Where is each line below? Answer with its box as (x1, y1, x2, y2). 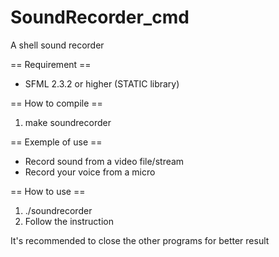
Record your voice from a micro (24, 166, 156, 178)
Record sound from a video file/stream (24, 155, 185, 167)
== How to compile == (10, 97, 103, 109)
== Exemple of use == (10, 136, 103, 148)
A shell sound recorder (10, 39, 105, 51)
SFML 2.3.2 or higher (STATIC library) (24, 77, 180, 90)
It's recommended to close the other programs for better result (10, 234, 270, 246)
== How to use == (10, 185, 86, 197)
